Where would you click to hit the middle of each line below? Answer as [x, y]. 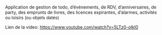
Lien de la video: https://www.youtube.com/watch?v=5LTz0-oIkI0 [72, 27]
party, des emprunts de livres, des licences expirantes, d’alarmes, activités [81, 12]
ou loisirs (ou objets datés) [32, 17]
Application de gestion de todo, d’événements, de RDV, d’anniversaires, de [81, 7]
